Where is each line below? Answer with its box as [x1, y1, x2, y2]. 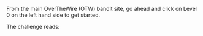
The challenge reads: [6, 23, 60, 30]
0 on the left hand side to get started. [6, 11, 101, 19]
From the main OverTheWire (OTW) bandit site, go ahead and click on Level [6, 5, 197, 12]
